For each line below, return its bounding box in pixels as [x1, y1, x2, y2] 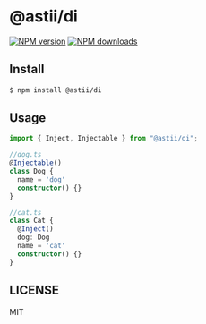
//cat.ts [9, 208, 42, 217]
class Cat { [9, 217, 54, 226]
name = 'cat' [17, 242, 66, 251]
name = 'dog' [17, 175, 66, 184]
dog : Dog [17, 233, 50, 243]
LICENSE [9, 283, 60, 298]
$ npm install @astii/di [9, 85, 102, 95]
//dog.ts [9, 150, 42, 159]
